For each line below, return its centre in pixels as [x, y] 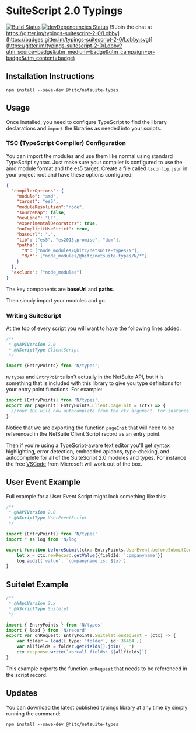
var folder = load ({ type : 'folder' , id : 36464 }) [79, 641]
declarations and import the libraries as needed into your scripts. [84, 128]
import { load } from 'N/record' [47, 630]
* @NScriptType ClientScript [44, 350]
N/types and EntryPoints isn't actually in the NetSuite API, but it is [85, 377]
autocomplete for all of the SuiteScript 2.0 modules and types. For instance [96, 457]
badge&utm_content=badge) [41, 58]
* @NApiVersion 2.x [32, 604]
